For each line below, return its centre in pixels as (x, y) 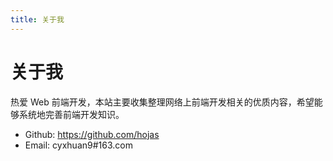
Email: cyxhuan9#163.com (78, 145)
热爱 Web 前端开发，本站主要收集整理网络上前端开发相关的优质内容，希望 (162, 102)
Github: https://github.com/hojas (92, 134)
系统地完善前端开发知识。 (71, 114)
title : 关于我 (37, 19)
